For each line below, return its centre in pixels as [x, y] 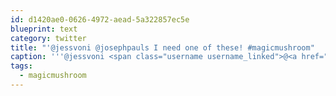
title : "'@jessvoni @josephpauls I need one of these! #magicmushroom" [162, 47]
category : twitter [48, 38]
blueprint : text [44, 29]
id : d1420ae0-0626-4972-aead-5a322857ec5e [100, 19]
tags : [21, 66]
